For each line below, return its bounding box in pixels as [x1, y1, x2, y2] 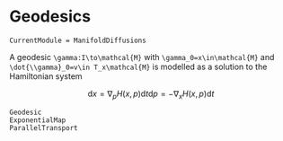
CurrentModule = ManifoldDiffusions [9, 36, 146, 45]
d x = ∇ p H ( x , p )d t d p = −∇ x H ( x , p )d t [87, 88, 215, 101]
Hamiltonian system [9, 70, 83, 82]
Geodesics [9, 6, 92, 27]
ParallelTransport [9, 123, 78, 132]
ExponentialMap [9, 115, 66, 125]
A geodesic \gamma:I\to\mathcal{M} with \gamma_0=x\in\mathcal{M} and [9, 51, 275, 62]
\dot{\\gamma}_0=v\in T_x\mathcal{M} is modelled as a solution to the [9, 61, 268, 72]
